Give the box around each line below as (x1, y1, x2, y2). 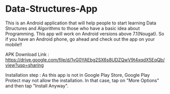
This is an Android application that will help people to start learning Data (5, 20, 157, 26)
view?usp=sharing (5, 62, 44, 68)
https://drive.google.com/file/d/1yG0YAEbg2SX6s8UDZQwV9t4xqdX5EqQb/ (5, 56, 165, 62)
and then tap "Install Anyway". (5, 82, 69, 89)
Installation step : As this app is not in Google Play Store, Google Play (5, 72, 150, 78)
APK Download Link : (5, 51, 49, 57)
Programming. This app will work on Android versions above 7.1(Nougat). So (5, 30, 164, 37)
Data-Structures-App (5, 3, 98, 15)
